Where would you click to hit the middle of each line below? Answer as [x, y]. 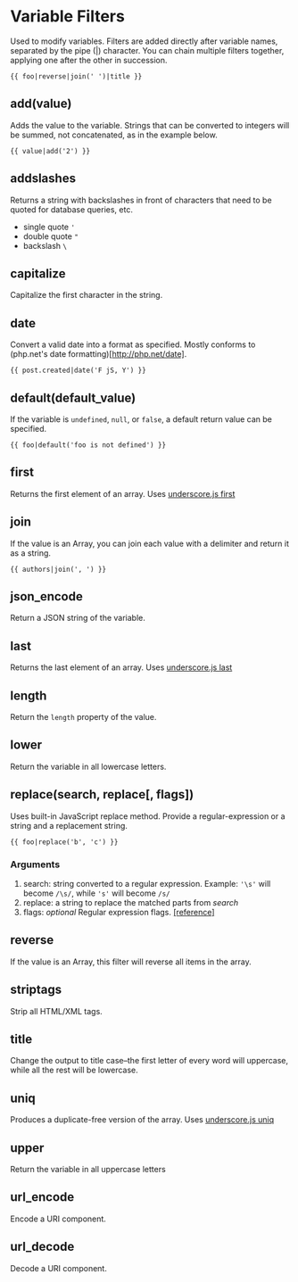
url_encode [42, 1197]
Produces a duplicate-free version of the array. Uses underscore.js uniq [142, 1120]
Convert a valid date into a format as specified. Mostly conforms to [133, 344]
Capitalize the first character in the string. [87, 295]
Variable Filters [68, 17]
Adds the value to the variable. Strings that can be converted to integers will [150, 125]
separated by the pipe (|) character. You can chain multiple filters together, [147, 50]
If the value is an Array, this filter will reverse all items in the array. [131, 962]
